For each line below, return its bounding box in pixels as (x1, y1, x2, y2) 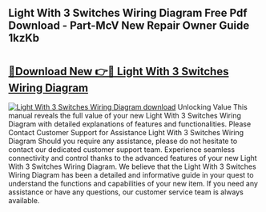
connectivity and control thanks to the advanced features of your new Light (8, 154, 258, 162)
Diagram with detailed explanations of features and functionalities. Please (8, 119, 252, 129)
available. (8, 196, 40, 205)
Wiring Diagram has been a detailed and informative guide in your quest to (8, 170, 254, 179)
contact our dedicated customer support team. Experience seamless (8, 145, 235, 154)
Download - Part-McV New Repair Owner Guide (8, 19, 250, 33)
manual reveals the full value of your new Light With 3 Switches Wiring (8, 111, 242, 120)
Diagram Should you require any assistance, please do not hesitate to (8, 136, 238, 146)
